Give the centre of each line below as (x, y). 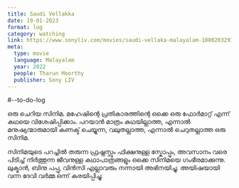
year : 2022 (30, 67)
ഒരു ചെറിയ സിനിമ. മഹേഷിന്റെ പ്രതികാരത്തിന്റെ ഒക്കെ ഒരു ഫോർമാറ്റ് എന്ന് (118, 114)
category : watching (36, 34)
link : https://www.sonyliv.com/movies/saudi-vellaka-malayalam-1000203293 (121, 40)
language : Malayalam (44, 60)
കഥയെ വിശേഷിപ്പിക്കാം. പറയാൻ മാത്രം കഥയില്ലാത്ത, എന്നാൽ (99, 122)
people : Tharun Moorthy (49, 73)
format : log (25, 27)
